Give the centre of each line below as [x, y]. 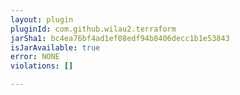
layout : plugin [42, 19]
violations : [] [42, 66]
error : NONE [35, 57]
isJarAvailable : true [55, 47]
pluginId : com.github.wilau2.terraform [93, 29]
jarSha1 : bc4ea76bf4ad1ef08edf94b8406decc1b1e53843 [120, 38]
